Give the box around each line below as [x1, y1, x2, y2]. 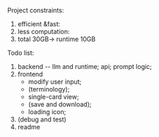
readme [17, 123, 40, 131]
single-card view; [28, 92, 79, 101]
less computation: [17, 28, 70, 35]
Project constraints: [7, 6, 64, 14]
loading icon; [28, 108, 66, 116]
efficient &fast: [17, 20, 61, 28]
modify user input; [28, 77, 82, 86]
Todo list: [7, 49, 35, 57]
